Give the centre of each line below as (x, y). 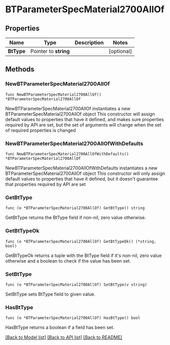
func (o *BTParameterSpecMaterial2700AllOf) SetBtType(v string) (76, 285)
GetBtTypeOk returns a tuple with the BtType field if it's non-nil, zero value (83, 255)
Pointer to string (50, 51)
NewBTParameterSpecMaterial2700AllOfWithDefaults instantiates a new (81, 168)
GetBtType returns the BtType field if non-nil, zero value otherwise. (76, 218)
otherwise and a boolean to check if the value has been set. (68, 261)
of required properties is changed (41, 130)
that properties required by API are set (45, 184)
